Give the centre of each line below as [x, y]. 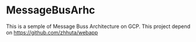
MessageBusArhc [51, 10]
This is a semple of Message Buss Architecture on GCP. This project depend [98, 26]
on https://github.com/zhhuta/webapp [52, 32]
